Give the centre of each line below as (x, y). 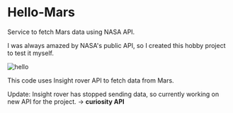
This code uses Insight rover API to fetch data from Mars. (91, 80)
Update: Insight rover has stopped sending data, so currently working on (113, 94)
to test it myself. (31, 53)
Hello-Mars (41, 12)
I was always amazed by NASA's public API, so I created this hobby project (116, 45)
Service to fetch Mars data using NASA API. (71, 32)
